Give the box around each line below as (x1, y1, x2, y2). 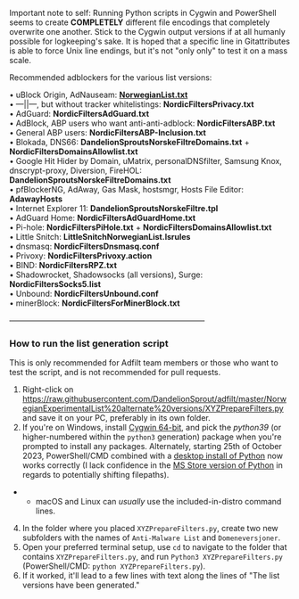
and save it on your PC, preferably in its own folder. (21, 413, 212, 423)
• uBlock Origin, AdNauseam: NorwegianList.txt (9, 89, 188, 100)
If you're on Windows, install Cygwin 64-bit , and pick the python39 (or (21, 423, 282, 433)
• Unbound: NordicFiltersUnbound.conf (9, 289, 159, 299)
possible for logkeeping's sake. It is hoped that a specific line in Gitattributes (9, 36, 290, 46)
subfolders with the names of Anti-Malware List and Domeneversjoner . (21, 532, 281, 543)
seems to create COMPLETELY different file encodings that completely (9, 17, 270, 28)
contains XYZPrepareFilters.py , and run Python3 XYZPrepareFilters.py (21, 552, 283, 562)
